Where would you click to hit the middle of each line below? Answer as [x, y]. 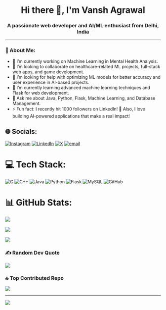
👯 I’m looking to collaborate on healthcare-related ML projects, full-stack [86, 66]
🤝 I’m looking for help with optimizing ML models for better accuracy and [86, 77]
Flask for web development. [41, 93]
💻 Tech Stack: [36, 164]
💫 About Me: [20, 51]
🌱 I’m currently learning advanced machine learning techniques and [81, 87]
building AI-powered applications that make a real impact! [71, 116]
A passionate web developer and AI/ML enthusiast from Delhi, [83, 26]
